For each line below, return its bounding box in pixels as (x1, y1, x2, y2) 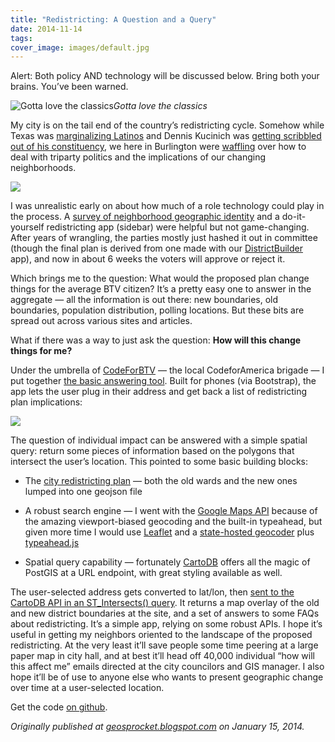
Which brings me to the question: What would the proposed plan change (10, 272, 310, 285)
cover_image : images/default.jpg (10, 42, 150, 53)
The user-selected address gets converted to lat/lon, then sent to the (10, 586, 295, 598)
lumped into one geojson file (24, 486, 143, 498)
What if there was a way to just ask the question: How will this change (10, 334, 302, 346)
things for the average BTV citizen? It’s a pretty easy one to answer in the (10, 283, 312, 295)
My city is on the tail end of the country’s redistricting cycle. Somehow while (10, 119, 325, 131)
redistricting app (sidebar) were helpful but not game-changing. (46, 221, 310, 233)
